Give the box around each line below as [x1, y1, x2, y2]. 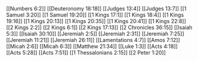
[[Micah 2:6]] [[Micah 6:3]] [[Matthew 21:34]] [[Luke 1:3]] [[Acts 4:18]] [6, 43, 178, 50]
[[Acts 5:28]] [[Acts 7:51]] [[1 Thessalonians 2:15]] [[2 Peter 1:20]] [6, 49, 166, 56]
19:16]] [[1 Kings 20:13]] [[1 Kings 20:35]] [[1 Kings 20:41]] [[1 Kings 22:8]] [6, 18, 186, 24]
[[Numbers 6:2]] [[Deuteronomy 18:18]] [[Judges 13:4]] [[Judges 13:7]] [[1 [6, 5, 187, 12]
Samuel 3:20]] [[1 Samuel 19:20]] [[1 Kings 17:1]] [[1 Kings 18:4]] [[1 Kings [6, 11, 184, 18]
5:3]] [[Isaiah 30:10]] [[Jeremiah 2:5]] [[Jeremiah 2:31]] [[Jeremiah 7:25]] [6, 30, 184, 37]
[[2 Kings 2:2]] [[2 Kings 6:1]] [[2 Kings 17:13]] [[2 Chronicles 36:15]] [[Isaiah [6, 24, 193, 31]
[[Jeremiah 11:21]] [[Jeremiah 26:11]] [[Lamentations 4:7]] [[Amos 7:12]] [6, 37, 180, 43]
